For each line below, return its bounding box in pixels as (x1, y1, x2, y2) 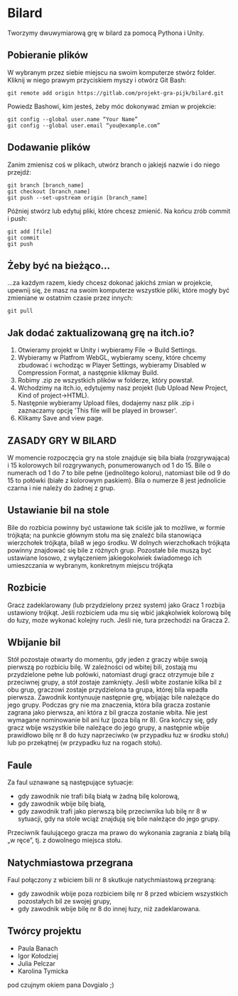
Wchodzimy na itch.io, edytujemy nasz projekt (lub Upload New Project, (17, 383, 229, 393)
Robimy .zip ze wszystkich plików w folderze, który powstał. (17, 376, 194, 385)
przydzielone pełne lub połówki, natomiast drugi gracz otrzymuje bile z (7, 670, 215, 679)
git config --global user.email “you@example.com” (7, 122, 161, 129)
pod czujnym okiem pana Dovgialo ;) (7, 980, 114, 989)
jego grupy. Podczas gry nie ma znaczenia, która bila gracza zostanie (7, 700, 211, 710)
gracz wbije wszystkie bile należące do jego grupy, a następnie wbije (7, 723, 210, 732)
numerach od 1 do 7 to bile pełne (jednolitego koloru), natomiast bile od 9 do (7, 469, 231, 477)
